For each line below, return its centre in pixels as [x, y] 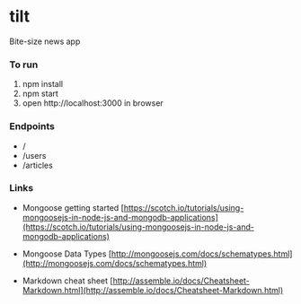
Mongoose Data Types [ [67, 254]
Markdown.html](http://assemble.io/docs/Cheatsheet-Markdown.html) [153, 290]
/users [34, 155]
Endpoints [32, 126]
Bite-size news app [45, 41]
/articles [38, 165]
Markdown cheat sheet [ [68, 281]
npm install [43, 84]
